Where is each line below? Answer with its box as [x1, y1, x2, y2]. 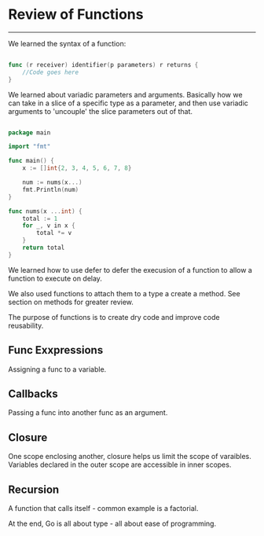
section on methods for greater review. [8, 297, 134, 307]
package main [8, 128, 51, 137]
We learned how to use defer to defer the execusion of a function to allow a [8, 265, 253, 274]
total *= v [36, 229, 72, 237]
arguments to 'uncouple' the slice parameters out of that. [8, 106, 193, 116]
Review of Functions [8, 6, 144, 24]
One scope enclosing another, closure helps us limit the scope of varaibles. [8, 452, 251, 461]
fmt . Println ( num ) [22, 185, 79, 193]
